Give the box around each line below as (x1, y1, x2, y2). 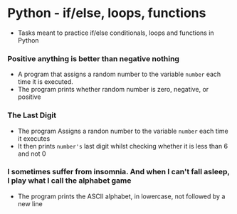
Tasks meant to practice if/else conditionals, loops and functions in (17, 28, 215, 37)
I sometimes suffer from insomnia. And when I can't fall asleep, (7, 167, 230, 177)
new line (17, 199, 43, 208)
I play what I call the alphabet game (7, 176, 132, 186)
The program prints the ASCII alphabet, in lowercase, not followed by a (17, 192, 226, 200)
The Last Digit (7, 110, 57, 120)
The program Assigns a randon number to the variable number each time (17, 127, 229, 135)
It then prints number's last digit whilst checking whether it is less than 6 (17, 141, 228, 150)
